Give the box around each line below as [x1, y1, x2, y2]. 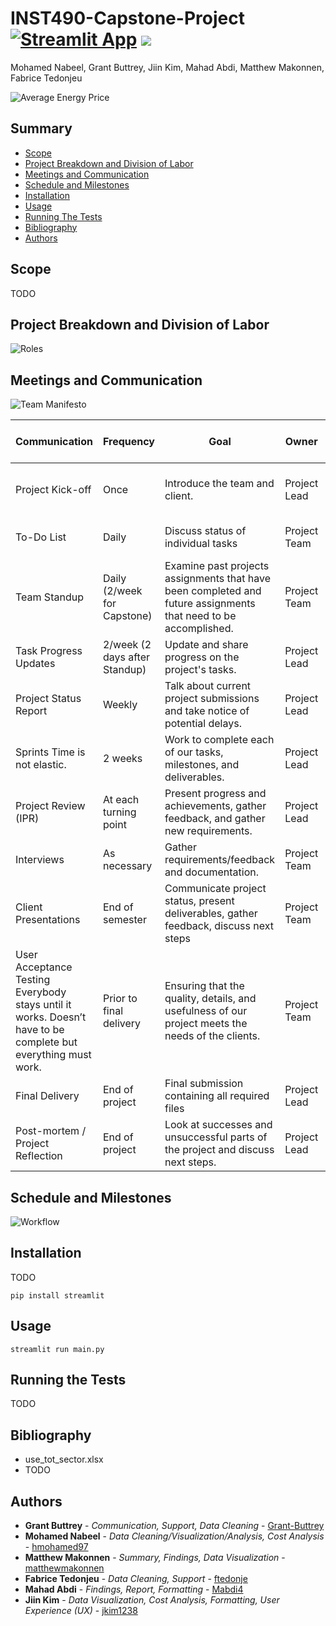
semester [102, 913, 147, 927]
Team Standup [15, 590, 84, 604]
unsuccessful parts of [164, 1130, 268, 1144]
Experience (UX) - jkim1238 [24, 1605, 138, 1617]
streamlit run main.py [10, 1344, 105, 1354]
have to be [15, 1023, 65, 1037]
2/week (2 [102, 638, 152, 652]
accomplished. [164, 622, 234, 636]
